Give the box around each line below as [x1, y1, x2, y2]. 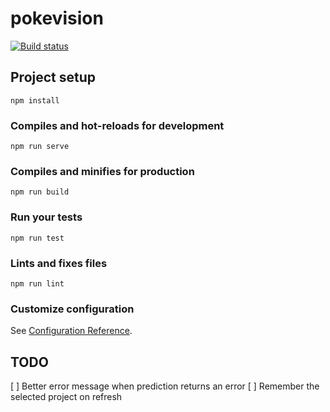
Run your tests [10, 210, 83, 224]
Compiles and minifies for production [10, 164, 195, 178]
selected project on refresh [10, 391, 123, 403]
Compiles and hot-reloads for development [10, 118, 225, 132]
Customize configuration [10, 302, 135, 316]
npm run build [10, 187, 70, 197]
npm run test [10, 233, 65, 243]
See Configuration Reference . [10, 325, 133, 337]
